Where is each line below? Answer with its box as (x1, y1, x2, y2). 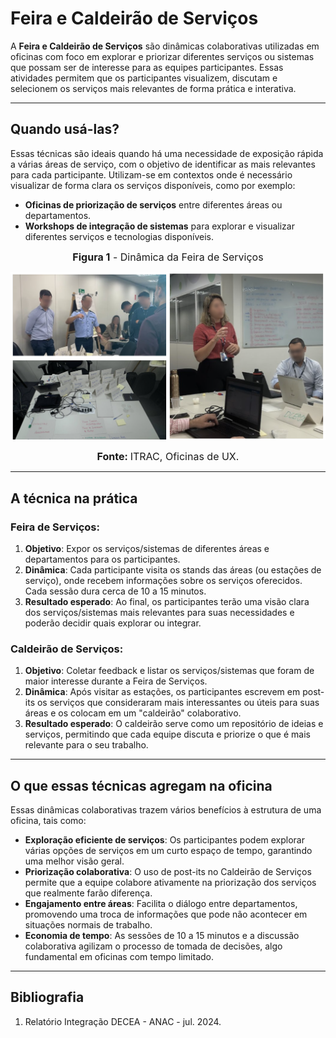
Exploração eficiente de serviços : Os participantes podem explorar (24, 834, 306, 846)
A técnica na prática (10, 490, 138, 507)
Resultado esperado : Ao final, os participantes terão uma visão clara (24, 595, 310, 607)
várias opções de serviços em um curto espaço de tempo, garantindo (24, 845, 313, 857)
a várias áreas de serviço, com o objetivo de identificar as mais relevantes (10, 158, 316, 170)
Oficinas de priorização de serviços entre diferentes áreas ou (24, 198, 283, 211)
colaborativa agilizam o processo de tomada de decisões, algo (24, 940, 283, 952)
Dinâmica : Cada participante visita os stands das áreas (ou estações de (24, 563, 322, 576)
